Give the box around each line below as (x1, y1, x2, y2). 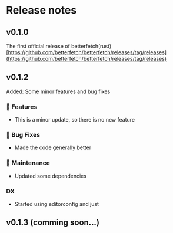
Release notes (6, 4, 77, 17)
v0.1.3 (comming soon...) (6, 218, 100, 228)
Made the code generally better (14, 144, 92, 151)
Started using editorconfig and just (14, 201, 99, 207)
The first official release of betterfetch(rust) (6, 42, 112, 50)
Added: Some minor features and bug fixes (6, 88, 111, 95)
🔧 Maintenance (6, 159, 50, 167)
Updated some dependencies (14, 172, 87, 179)
